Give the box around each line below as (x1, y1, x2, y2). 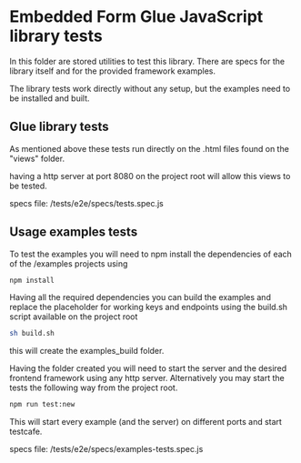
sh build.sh (9, 329, 55, 338)
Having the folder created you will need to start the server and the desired (9, 363, 287, 374)
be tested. (9, 180, 47, 191)
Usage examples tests (9, 225, 138, 240)
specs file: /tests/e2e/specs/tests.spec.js (9, 197, 164, 208)
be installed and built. (9, 93, 90, 104)
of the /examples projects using (9, 257, 128, 269)
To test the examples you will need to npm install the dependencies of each (9, 248, 293, 259)
